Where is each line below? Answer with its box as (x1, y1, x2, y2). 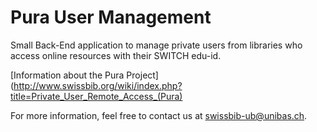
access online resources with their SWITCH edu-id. (10, 49, 222, 61)
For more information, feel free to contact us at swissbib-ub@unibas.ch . (10, 109, 308, 121)
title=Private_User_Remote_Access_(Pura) (10, 90, 183, 102)
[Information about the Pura (10, 69, 125, 81)
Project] (126, 69, 159, 81)
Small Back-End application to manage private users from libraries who (10, 39, 303, 51)
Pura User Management (10, 6, 212, 29)
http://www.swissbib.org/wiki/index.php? (13, 79, 183, 91)
